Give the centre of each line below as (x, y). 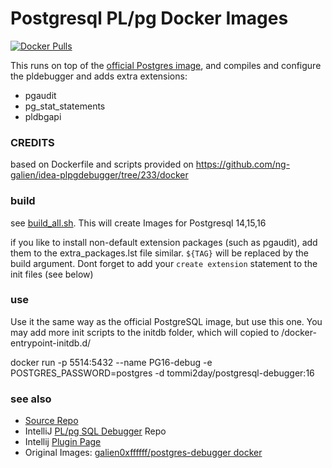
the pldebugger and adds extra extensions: (99, 76)
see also (31, 399)
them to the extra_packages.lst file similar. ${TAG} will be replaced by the (159, 253)
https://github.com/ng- (243, 164)
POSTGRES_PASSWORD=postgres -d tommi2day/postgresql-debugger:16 (162, 373)
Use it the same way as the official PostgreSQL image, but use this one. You (166, 321)
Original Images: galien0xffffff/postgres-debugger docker (143, 453)
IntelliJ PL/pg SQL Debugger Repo (95, 431)
